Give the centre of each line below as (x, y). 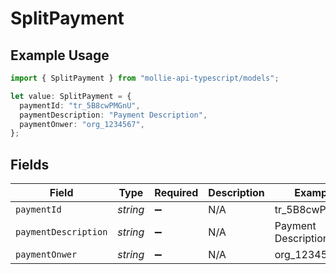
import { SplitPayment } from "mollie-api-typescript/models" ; (145, 78)
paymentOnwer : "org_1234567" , (82, 124)
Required (176, 193)
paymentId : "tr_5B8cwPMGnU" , (80, 105)
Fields (30, 164)
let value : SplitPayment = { (71, 96)
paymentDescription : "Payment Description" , (113, 115)
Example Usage (60, 55)
